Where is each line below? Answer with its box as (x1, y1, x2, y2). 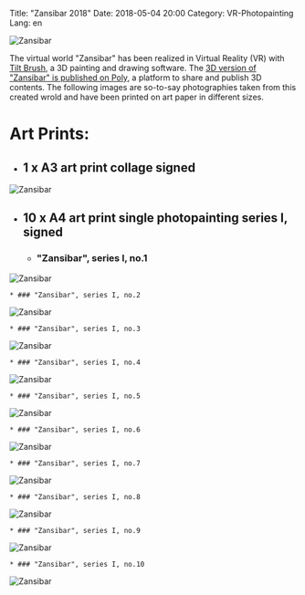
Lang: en (9, 17, 43, 28)
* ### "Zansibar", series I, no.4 (9, 358, 142, 367)
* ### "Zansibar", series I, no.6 (9, 424, 142, 434)
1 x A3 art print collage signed (22, 160, 196, 175)
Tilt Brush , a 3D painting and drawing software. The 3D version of (9, 63, 258, 73)
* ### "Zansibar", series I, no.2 (9, 290, 142, 299)
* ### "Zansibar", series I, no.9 (9, 526, 142, 535)
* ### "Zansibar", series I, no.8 (9, 492, 142, 501)
